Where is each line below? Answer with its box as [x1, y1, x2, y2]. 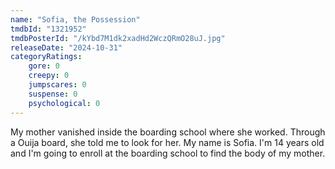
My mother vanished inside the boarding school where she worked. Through [10, 126, 326, 138]
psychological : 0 [28, 98, 101, 108]
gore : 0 [28, 61, 60, 71]
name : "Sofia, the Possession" [10, 14, 141, 25]
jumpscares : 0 [28, 80, 87, 90]
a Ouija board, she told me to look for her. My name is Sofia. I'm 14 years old [10, 136, 325, 148]
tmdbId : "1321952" [10, 24, 87, 34]
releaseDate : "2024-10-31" [10, 42, 123, 53]
